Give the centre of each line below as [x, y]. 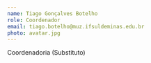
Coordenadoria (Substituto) [46, 53]
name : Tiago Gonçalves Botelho [53, 13]
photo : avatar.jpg [34, 33]
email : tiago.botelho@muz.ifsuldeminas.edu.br [76, 26]
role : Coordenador [34, 20]
